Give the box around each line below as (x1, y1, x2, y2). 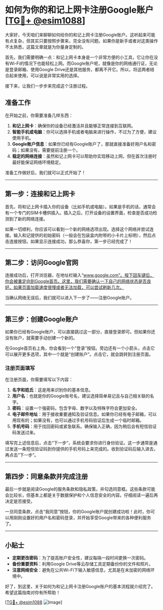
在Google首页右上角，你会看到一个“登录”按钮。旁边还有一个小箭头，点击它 (5, 345, 155, 351)
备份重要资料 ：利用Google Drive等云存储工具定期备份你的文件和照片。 (12, 561, 153, 567)
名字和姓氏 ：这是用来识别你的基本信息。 (12, 387, 93, 393)
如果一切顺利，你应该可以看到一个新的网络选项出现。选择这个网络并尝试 (5, 226, 149, 232)
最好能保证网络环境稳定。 (12, 159, 64, 165)
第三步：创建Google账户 (5, 315, 79, 323)
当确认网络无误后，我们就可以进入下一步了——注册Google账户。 (5, 295, 134, 301)
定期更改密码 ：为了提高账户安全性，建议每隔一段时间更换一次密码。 (12, 555, 148, 561)
